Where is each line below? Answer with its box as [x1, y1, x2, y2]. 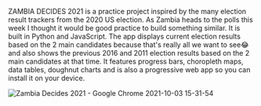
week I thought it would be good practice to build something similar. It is [8, 24, 241, 32]
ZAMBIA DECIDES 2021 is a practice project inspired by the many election [8, 7, 247, 16]
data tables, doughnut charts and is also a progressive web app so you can [8, 65, 251, 74]
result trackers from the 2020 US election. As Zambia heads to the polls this [8, 15, 253, 24]
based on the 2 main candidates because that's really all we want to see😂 [8, 40, 249, 49]
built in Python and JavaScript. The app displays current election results [8, 31, 241, 41]
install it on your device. [8, 74, 85, 82]
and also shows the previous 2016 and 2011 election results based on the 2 [8, 49, 250, 57]
